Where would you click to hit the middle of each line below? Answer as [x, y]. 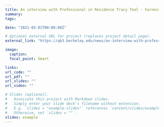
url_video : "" [20, 86]
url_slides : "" [20, 81]
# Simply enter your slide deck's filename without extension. [73, 104]
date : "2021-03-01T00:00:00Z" [36, 27]
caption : [18, 54]
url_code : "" [18, 72]
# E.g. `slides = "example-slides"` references [57, 108]
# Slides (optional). [27, 95]
